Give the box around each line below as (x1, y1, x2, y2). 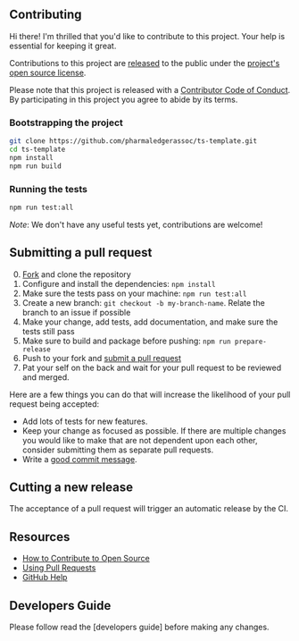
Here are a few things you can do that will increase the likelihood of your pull (9, 389, 291, 400)
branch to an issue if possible (21, 307, 131, 317)
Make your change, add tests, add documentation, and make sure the (21, 316, 278, 327)
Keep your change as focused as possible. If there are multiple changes (21, 425, 287, 436)
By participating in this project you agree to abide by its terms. (9, 94, 238, 105)
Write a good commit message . (21, 453, 137, 464)
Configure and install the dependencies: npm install (21, 278, 216, 289)
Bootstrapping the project (9, 116, 123, 129)
